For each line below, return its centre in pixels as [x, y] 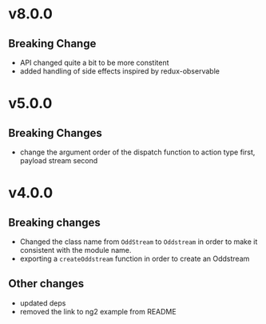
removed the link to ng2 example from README [98, 311]
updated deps [43, 303]
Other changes [46, 284]
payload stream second [59, 160]
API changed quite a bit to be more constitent [94, 62]
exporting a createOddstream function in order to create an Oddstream [135, 258]
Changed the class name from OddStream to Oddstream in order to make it [139, 242]
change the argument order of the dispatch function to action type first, [137, 152]
